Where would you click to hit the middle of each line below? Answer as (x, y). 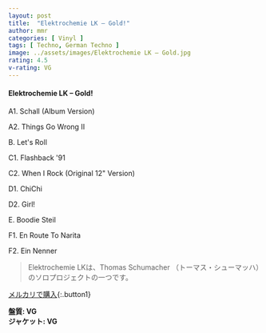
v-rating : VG (30, 68)
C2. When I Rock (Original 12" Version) (72, 173)
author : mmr (28, 30)
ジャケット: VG (33, 321)
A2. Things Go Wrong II (47, 126)
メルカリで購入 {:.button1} (50, 294)
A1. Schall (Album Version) (52, 111)
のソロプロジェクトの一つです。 (80, 277)
